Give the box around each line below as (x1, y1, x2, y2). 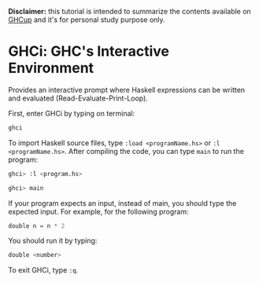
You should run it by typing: (8, 236, 98, 246)
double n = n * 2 (8, 222, 65, 230)
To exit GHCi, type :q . (8, 266, 79, 275)
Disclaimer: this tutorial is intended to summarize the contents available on (8, 7, 252, 16)
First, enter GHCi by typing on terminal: (8, 108, 135, 118)
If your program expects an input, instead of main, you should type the (8, 198, 237, 207)
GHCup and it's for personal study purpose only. (8, 15, 165, 24)
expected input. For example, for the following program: (8, 207, 189, 216)
